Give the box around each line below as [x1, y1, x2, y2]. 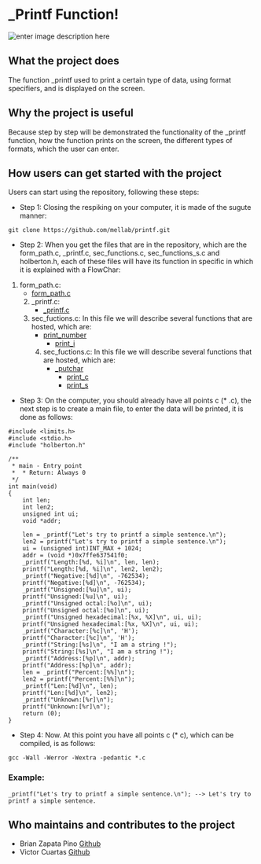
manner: [19, 211, 47, 221]
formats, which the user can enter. [8, 144, 119, 153]
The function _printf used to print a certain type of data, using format [8, 75, 232, 84]
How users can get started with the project [8, 167, 222, 180]
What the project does [8, 54, 119, 68]
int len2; [22, 503, 55, 512]
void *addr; [22, 517, 61, 525]
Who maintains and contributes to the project [8, 818, 236, 832]
